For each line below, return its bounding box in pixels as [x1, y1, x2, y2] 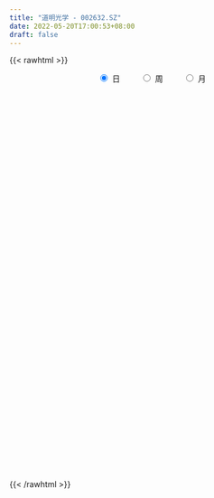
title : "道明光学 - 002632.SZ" [9, 13, 122, 23]
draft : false [9, 30, 59, 39]
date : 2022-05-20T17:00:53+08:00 [9, 22, 135, 31]
